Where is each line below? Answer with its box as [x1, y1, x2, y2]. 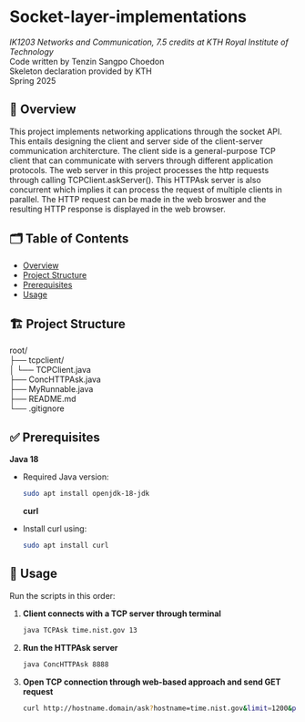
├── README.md [9, 394, 76, 405]
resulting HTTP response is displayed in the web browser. [9, 203, 226, 214]
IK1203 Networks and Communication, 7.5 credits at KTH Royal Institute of [9, 36, 289, 47]
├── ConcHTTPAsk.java [9, 374, 102, 385]
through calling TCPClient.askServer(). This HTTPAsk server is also [9, 174, 261, 185]
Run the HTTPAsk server [22, 642, 118, 653]
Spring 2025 [9, 75, 56, 86]
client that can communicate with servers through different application [9, 155, 273, 166]
